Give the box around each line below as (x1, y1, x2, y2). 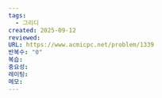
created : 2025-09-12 (8, 26, 77, 34)
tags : (8, 11, 26, 20)
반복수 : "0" (8, 48, 43, 56)
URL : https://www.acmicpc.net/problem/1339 (8, 41, 155, 49)
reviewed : (8, 33, 41, 42)
